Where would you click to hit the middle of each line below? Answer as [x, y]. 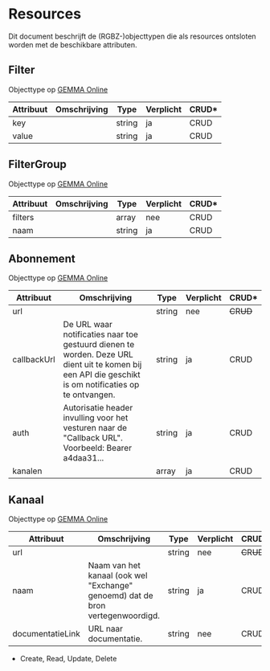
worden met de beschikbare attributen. [73, 44]
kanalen [27, 471]
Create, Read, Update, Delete [68, 659]
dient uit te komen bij [102, 365]
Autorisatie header [98, 408]
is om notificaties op [101, 385]
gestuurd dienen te [99, 345]
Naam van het [114, 566]
